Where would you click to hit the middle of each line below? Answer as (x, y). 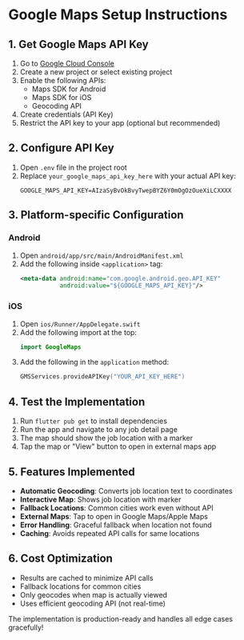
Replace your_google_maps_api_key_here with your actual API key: (128, 176)
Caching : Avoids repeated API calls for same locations (110, 533)
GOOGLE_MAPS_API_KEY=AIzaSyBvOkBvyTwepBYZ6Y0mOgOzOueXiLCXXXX (126, 190)
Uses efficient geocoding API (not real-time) (93, 603)
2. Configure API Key (61, 148)
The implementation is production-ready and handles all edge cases (121, 618)
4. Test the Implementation (77, 402)
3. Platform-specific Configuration (96, 215)
